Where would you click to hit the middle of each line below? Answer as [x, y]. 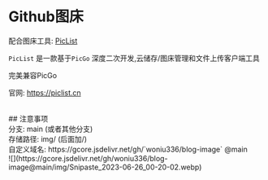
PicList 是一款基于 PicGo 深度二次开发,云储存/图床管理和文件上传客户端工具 [134, 58]
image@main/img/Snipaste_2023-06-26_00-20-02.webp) [105, 167]
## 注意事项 [28, 118]
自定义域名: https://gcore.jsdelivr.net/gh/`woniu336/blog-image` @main [128, 149]
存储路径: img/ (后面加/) [48, 138]
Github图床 [46, 17]
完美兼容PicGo [33, 75]
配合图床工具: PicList [43, 41]
